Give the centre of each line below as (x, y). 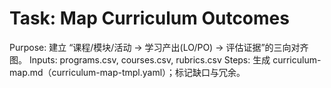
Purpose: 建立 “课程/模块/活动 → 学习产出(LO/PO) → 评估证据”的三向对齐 (159, 47)
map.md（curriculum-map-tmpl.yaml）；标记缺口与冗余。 (127, 72)
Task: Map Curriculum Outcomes (149, 18)
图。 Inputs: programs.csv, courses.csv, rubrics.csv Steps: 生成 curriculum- (165, 59)
